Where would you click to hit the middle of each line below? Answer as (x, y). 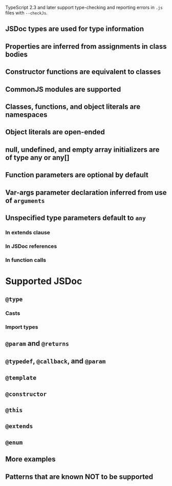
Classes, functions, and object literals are (73, 106)
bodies (17, 54)
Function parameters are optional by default (77, 175)
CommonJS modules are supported (63, 89)
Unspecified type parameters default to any (76, 218)
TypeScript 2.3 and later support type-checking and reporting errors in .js (84, 7)
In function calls (26, 260)
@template (21, 378)
